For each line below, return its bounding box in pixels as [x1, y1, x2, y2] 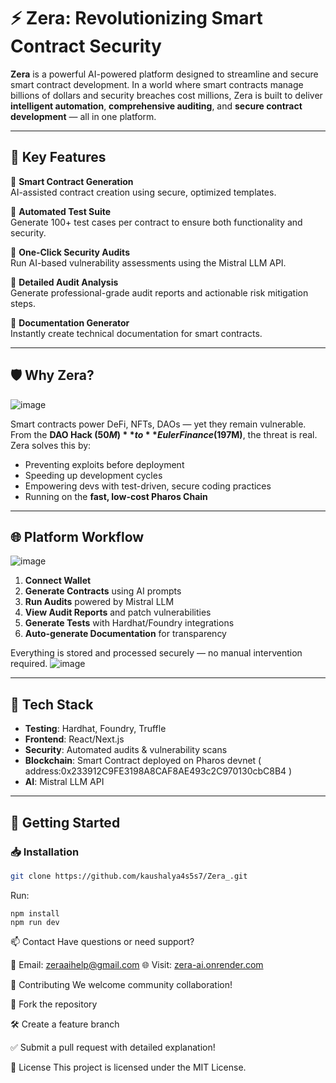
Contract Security [10, 35, 162, 58]
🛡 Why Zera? [10, 367, 95, 384]
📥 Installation [10, 845, 80, 859]
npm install [10, 908, 60, 919]
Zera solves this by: [10, 439, 92, 451]
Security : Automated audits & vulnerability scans [24, 744, 228, 756]
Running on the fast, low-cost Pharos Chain [24, 490, 208, 502]
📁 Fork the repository [10, 998, 98, 1010]
